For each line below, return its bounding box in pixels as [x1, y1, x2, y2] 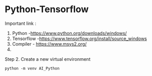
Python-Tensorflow [5, 4, 89, 15]
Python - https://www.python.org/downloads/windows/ [12, 30, 127, 36]
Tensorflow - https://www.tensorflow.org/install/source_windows [12, 35, 147, 42]
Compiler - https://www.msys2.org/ [12, 41, 87, 47]
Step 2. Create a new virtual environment [5, 56, 91, 62]
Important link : [5, 20, 37, 26]
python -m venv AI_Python [5, 66, 59, 71]
